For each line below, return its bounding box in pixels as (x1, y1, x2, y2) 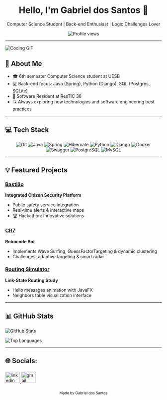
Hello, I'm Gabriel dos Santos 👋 (18, 4, 149, 16)
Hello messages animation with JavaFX (12, 287, 93, 293)
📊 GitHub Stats (5, 312, 54, 321)
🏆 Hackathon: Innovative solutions (12, 213, 84, 219)
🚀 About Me (5, 59, 42, 68)
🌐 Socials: (5, 357, 38, 365)
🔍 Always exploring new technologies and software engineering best (12, 98, 155, 104)
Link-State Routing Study (5, 277, 58, 283)
